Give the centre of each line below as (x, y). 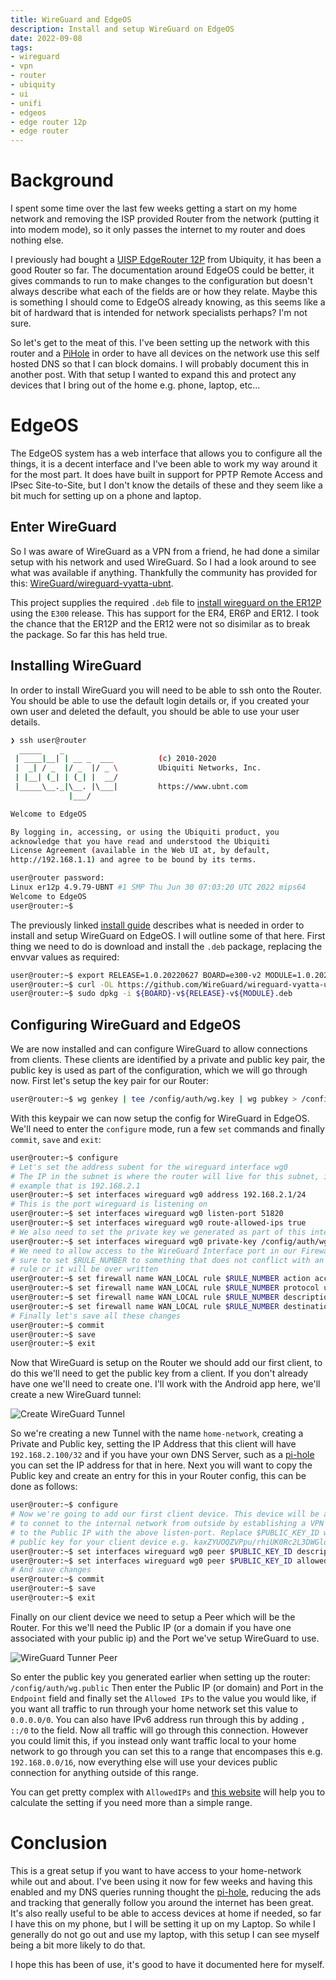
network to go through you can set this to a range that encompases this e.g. (166, 1751)
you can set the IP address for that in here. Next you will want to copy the (161, 1465)
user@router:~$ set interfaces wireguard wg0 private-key (133, 1241)
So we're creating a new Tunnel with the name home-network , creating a (157, 1433)
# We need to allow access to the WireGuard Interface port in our (154, 1251)
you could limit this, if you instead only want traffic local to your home (153, 1740)
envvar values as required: (65, 957)
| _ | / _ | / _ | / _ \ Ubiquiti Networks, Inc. (138, 768)
